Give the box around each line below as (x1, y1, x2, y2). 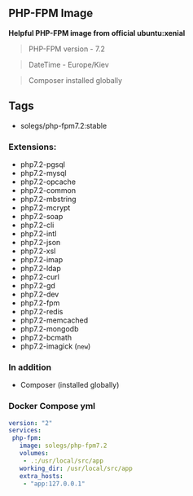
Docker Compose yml (8, 401, 96, 412)
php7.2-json (20, 237, 61, 247)
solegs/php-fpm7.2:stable (20, 121, 107, 130)
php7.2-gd (20, 280, 55, 290)
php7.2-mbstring (20, 194, 77, 204)
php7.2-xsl (20, 246, 56, 256)
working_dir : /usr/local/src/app (19, 464, 133, 472)
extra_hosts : (19, 472, 64, 480)
